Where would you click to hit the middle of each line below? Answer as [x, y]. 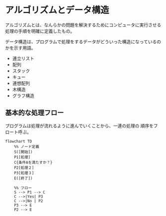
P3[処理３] [24, 173]
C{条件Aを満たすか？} [33, 162]
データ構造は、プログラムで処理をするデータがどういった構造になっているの [83, 41]
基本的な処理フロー [34, 113]
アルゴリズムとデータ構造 [57, 10]
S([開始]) [24, 152]
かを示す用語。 [20, 48]
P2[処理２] [24, 168]
